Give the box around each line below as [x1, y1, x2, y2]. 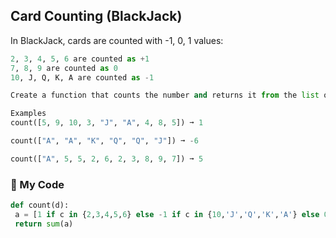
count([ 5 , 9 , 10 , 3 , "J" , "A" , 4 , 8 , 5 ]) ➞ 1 [10, 118, 204, 128]
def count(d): [10, 200, 70, 211]
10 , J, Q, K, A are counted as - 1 [10, 72, 155, 83]
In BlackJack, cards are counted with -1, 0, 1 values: [10, 34, 224, 46]
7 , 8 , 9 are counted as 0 [10, 63, 118, 73]
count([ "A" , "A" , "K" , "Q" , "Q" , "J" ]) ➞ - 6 [10, 136, 199, 146]
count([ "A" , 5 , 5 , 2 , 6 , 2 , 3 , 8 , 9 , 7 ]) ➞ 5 [10, 154, 204, 164]
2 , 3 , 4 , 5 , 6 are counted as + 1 [10, 54, 150, 64]
